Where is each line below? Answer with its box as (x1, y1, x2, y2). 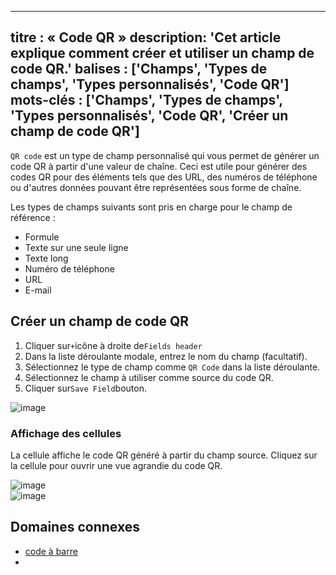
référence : (10, 211, 56, 223)
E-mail (24, 284, 52, 296)
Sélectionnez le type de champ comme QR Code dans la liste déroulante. (24, 361, 321, 373)
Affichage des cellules (10, 426, 122, 440)
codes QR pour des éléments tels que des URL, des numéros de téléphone (10, 171, 318, 183)
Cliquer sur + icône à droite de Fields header (24, 339, 203, 351)
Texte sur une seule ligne (24, 241, 129, 253)
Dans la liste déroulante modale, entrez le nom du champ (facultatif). (24, 350, 308, 362)
